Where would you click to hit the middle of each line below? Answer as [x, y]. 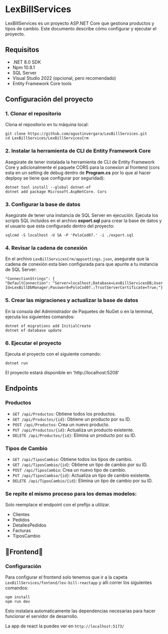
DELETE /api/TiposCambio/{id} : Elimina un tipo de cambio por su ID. [82, 481]
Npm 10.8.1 [24, 67]
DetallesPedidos [29, 525]
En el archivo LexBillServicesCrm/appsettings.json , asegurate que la [77, 259]
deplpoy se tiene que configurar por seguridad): [55, 178]
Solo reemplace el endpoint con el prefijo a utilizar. [58, 505]
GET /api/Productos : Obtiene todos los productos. [64, 414]
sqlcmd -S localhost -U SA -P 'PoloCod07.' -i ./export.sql [70, 236]
